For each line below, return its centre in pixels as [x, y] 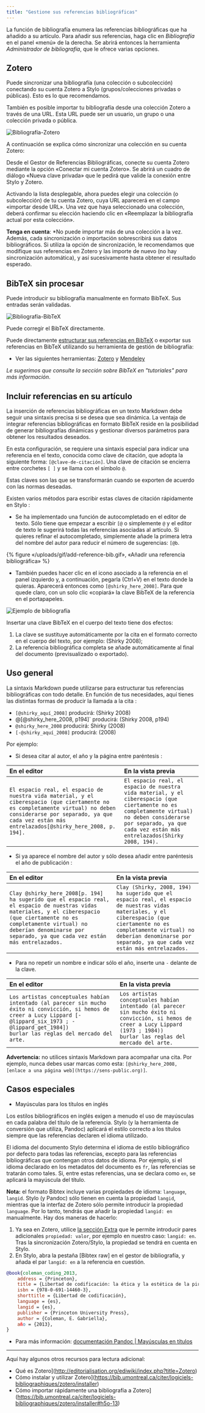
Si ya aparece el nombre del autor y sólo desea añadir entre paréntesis [104, 856]
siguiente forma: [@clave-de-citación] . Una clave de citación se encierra [98, 462]
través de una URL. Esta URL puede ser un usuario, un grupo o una [91, 114]
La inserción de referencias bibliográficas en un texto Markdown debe [95, 411]
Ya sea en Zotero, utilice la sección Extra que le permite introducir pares [106, 1229]
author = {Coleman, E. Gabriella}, [63, 1318]
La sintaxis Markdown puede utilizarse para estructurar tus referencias [95, 688]
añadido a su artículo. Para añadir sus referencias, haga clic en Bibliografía [101, 36]
